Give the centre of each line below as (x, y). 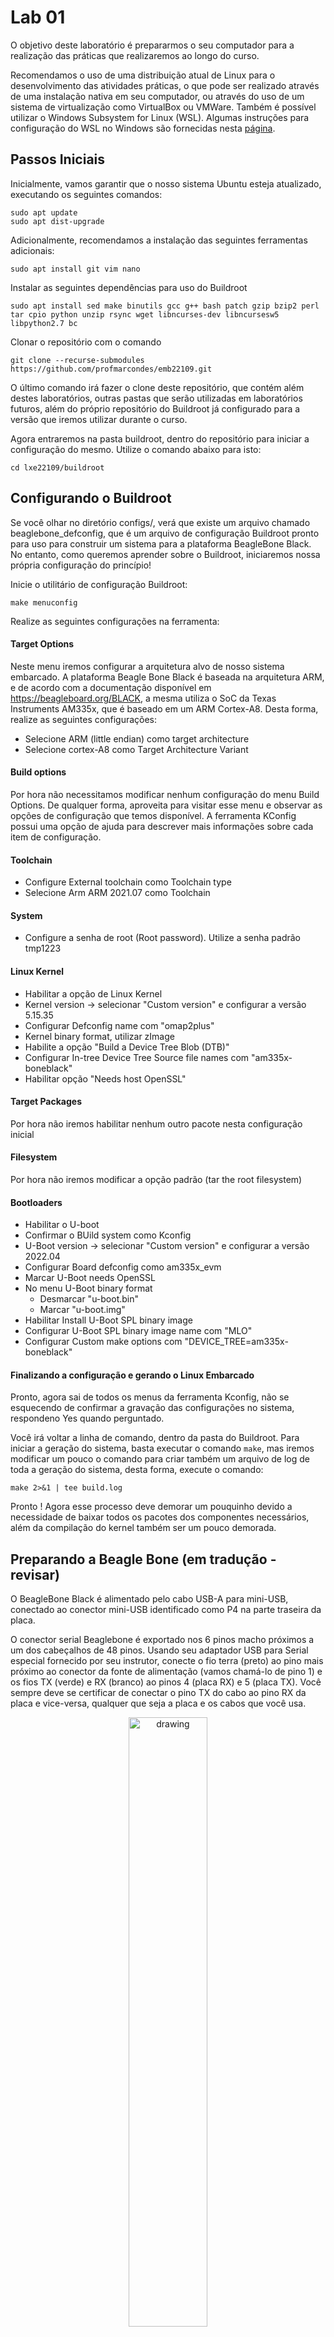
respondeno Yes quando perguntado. (87, 1418)
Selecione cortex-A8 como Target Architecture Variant (136, 749)
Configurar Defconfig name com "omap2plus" (119, 1025)
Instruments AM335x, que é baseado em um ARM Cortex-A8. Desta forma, (164, 708)
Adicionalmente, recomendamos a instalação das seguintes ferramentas (159, 240)
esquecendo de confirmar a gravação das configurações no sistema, (152, 1408)
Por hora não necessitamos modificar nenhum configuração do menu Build (165, 794)
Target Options (42, 644)
